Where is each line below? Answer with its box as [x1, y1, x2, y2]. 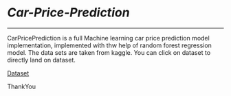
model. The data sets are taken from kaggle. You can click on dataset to [7, 48, 211, 56]
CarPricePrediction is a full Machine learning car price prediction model [7, 34, 210, 42]
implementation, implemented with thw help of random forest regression [7, 41, 212, 49]
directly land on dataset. [7, 56, 76, 64]
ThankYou [7, 82, 36, 91]
